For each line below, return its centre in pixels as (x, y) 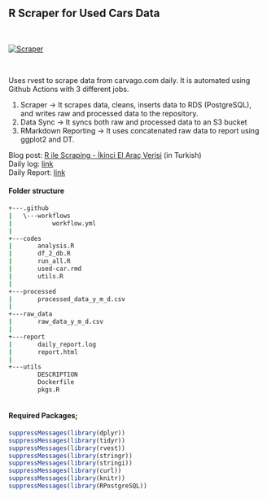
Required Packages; (43, 416)
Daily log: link (31, 164)
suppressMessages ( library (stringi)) (70, 463)
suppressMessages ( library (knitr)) (67, 478)
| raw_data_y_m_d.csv (56, 322)
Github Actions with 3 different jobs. (69, 89)
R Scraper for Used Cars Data (84, 13)
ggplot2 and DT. (47, 139)
